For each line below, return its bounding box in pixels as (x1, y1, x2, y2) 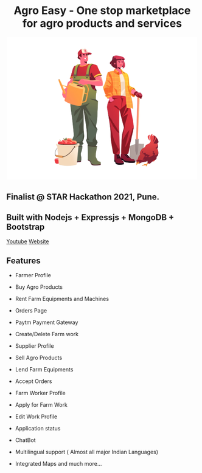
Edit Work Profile (15, 413, 58, 420)
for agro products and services (22, 16, 183, 30)
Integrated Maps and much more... (15, 460, 102, 468)
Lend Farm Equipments (15, 366, 74, 373)
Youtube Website (6, 238, 49, 245)
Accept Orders (15, 378, 52, 385)
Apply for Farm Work (15, 401, 68, 409)
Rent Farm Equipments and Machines (15, 295, 110, 303)
